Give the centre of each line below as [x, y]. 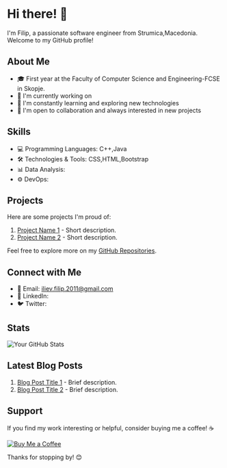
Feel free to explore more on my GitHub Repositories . [82, 251]
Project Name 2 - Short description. [67, 237]
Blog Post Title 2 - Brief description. [67, 389]
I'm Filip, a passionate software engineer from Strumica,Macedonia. [103, 33]
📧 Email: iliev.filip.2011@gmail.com [65, 289]
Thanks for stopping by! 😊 [45, 457]
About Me [28, 62]
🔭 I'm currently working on [54, 96]
